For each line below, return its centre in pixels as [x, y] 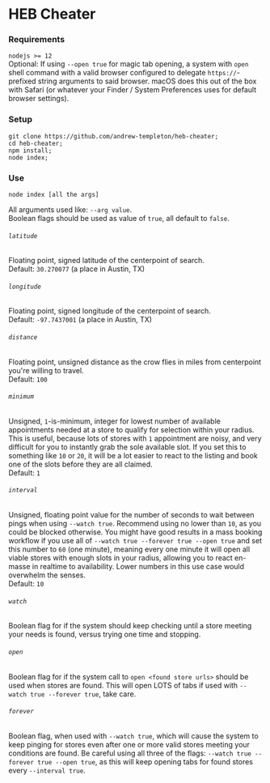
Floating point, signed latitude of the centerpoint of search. [106, 261]
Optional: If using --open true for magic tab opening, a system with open [129, 64]
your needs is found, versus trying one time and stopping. [105, 634]
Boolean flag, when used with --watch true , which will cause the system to [133, 736]
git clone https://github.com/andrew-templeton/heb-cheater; [114, 136]
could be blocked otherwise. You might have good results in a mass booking [135, 532]
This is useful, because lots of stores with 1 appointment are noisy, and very [135, 438]
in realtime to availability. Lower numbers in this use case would [138, 567]
